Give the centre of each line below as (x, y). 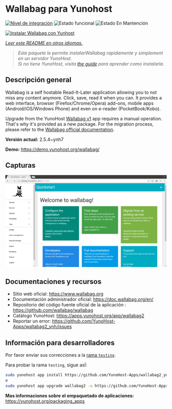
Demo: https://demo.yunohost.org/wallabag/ (52, 149)
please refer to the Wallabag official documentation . (60, 129)
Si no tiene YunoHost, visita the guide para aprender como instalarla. (91, 64)
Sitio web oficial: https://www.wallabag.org (58, 294)
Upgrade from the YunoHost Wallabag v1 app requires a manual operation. (84, 118)
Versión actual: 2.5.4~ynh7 (35, 139)
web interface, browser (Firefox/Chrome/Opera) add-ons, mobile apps (80, 103)
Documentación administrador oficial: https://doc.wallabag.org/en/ (83, 299)
